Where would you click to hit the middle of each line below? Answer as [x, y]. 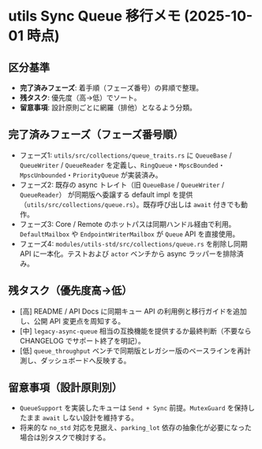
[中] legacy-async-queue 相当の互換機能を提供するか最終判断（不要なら [135, 331]
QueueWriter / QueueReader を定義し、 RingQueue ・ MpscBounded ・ [122, 165]
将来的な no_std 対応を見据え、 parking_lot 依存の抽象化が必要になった [136, 428]
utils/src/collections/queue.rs [80, 205]
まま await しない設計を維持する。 [82, 417]
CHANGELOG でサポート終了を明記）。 [82, 340]
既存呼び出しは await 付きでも [192, 204]
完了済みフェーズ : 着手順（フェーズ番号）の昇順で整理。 [111, 88]
